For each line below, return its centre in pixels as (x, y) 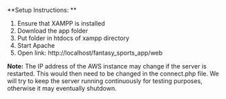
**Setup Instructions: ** (42, 10)
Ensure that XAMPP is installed (61, 23)
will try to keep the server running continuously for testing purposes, (105, 81)
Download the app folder (53, 31)
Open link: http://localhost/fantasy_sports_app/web (90, 53)
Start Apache (36, 45)
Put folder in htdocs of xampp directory (73, 38)
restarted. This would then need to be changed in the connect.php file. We (113, 73)
